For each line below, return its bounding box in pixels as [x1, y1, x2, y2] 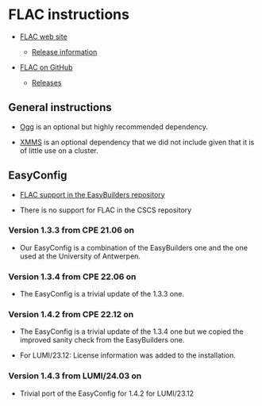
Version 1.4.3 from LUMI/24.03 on [8, 370, 142, 381]
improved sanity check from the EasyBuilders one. [19, 335, 185, 345]
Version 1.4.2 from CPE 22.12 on [8, 309, 134, 320]
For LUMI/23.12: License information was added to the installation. [19, 350, 236, 360]
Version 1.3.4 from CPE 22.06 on [8, 271, 137, 282]
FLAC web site [19, 32, 67, 41]
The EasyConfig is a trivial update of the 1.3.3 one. [19, 289, 185, 299]
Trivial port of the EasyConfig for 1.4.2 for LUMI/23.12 [19, 389, 195, 398]
